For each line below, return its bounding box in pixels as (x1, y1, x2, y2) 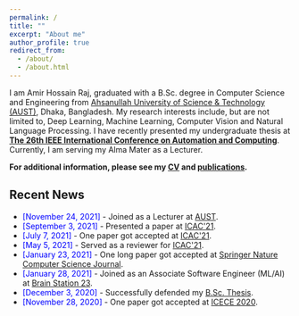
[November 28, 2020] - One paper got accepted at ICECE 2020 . (21, 296, 259, 307)
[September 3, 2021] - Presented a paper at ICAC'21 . (21, 220, 217, 231)
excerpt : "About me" (9, 29, 87, 38)
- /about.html (17, 63, 70, 72)
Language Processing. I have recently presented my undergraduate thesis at (9, 125, 291, 136)
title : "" (9, 21, 46, 30)
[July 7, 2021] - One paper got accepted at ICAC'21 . (21, 229, 212, 241)
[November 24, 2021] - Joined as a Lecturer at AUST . (21, 211, 219, 221)
